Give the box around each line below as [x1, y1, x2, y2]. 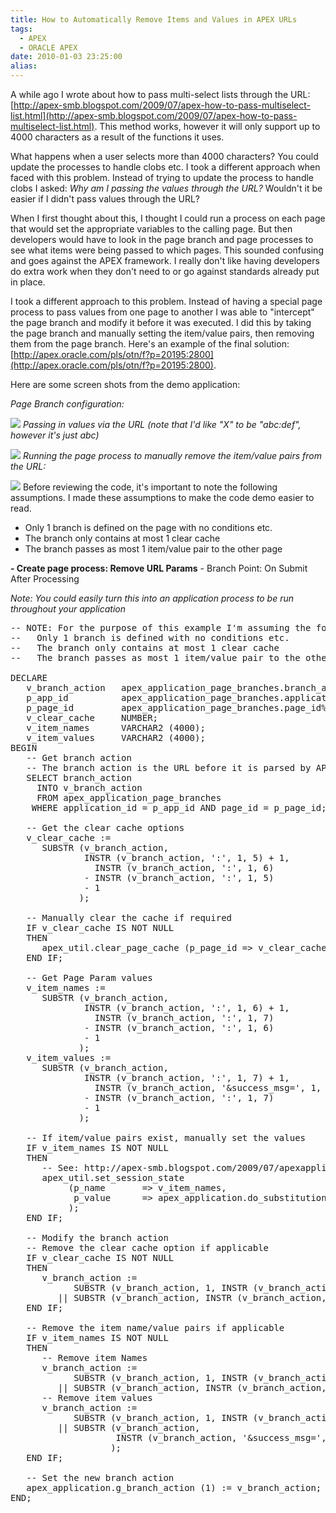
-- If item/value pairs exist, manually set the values [26, 1132, 307, 1143]
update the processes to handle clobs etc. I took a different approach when [10, 161, 321, 173]
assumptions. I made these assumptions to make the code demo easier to [10, 492, 315, 503]
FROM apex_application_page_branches [36, 792, 222, 803]
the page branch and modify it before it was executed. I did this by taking [10, 317, 312, 328]
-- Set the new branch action [26, 1472, 175, 1483]
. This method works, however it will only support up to [94, 121, 321, 132]
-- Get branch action [26, 752, 132, 763]
